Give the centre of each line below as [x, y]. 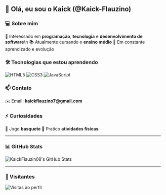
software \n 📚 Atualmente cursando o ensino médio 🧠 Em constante [75, 42]
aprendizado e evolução [30, 49]
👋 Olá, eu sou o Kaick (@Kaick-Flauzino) [68, 9]
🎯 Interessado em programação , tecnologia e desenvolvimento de [74, 36]
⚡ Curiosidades [24, 116]
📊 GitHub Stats [24, 146]
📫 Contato [19, 88]
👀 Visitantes [20, 177]
